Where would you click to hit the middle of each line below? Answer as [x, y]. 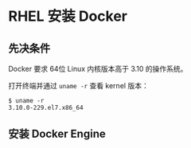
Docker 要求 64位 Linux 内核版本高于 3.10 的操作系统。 [98, 69]
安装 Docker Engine [57, 134]
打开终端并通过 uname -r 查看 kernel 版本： [78, 86]
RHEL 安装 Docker [68, 16]
